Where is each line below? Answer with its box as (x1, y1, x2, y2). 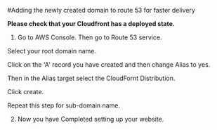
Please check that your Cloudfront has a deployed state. (7, 20, 176, 27)
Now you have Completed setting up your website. (17, 115, 164, 123)
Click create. (7, 88, 44, 96)
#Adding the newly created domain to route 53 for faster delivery (7, 6, 195, 14)
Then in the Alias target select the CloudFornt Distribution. (7, 74, 176, 82)
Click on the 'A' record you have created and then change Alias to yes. (7, 60, 211, 69)
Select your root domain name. (7, 47, 97, 55)
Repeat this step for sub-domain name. (7, 101, 121, 110)
